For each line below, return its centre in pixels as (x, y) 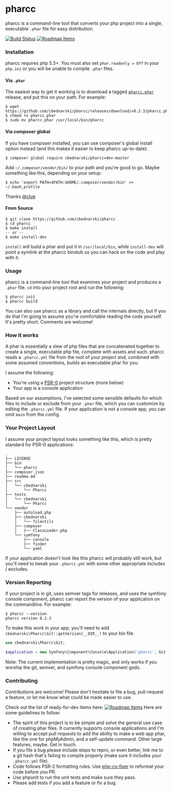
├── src (14, 481)
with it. (12, 257)
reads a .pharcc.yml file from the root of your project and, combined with (82, 357)
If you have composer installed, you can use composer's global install (79, 143)
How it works (22, 335)
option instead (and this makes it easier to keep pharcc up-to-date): (77, 148)
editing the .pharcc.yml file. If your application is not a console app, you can (85, 409)
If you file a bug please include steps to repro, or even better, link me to (88, 750)
